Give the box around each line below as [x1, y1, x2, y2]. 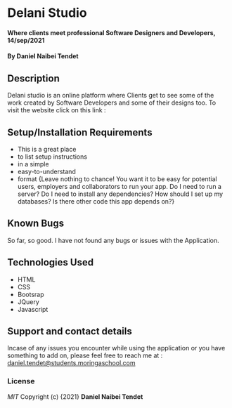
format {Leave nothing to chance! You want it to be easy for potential [17, 175, 217, 183]
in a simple [17, 160, 49, 168]
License [7, 376, 35, 386]
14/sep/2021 [7, 36, 45, 44]
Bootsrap [17, 290, 44, 298]
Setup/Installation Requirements [7, 126, 153, 138]
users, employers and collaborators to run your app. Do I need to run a [17, 183, 221, 190]
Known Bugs [7, 218, 65, 230]
